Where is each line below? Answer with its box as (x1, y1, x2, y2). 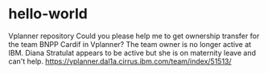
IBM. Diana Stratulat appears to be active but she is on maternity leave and (8, 48, 256, 57)
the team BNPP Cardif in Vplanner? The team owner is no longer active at (8, 39, 252, 49)
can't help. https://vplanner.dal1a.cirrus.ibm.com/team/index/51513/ (8, 56, 232, 66)
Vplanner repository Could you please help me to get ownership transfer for (8, 31, 260, 41)
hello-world (8, 5, 89, 23)
